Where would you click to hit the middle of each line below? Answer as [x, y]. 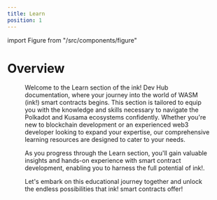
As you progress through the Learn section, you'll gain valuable [116, 153]
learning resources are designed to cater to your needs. [105, 140]
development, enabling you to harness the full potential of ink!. [115, 168]
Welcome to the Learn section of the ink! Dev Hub [97, 87]
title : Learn [26, 14]
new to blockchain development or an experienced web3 [107, 125]
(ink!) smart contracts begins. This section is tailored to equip [113, 103]
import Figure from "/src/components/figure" [72, 40]
